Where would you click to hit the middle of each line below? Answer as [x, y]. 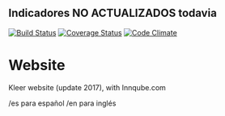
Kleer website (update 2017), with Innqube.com [87, 87]
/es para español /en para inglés [62, 103]
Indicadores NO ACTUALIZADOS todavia [112, 13]
